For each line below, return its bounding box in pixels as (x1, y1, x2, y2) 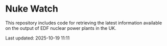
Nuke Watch (5, 3, 59, 15)
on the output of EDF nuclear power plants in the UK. (5, 25, 116, 31)
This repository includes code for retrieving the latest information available (5, 20, 162, 26)
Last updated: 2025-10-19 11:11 (5, 35, 70, 41)
